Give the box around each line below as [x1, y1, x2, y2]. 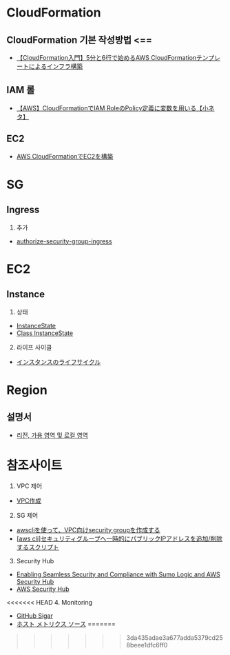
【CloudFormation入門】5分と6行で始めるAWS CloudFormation [16, 54, 197, 61]
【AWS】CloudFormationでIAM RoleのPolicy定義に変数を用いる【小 [16, 103, 209, 112]
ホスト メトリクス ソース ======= [16, 619, 116, 628]
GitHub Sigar [16, 612, 53, 620]
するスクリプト [16, 543, 59, 551]
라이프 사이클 [16, 343, 52, 351]
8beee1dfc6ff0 [126, 641, 168, 649]
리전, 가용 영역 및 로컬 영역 [16, 431, 89, 439]
